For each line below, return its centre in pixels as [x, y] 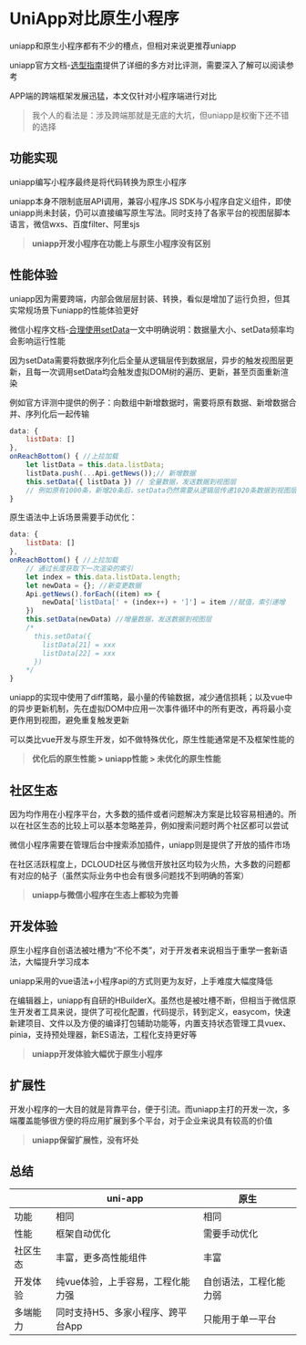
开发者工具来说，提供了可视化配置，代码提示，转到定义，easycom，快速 [154, 1011]
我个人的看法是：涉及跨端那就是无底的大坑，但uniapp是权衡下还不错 [160, 115]
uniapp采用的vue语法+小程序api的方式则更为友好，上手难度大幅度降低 [141, 980]
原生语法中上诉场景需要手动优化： [73, 517]
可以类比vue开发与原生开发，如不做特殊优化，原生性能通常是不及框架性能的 [152, 740]
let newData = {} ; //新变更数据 [84, 585]
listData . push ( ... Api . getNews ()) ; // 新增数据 [111, 473]
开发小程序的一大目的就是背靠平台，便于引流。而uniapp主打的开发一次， [146, 1109]
